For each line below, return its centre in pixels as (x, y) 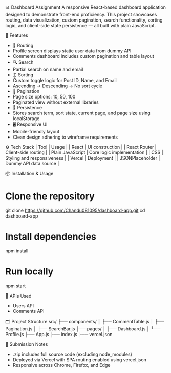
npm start (16, 286)
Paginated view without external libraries (56, 102)
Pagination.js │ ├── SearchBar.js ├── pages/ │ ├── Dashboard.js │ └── (83, 329)
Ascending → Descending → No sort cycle (58, 86)
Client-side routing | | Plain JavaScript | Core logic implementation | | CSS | (84, 152)
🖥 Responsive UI (30, 124)
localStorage (26, 119)
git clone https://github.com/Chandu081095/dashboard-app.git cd (75, 210)
